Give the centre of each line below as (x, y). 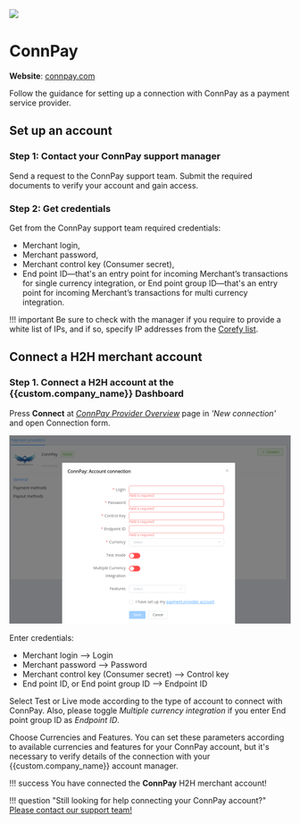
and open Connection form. (60, 423)
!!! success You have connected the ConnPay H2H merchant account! (138, 783)
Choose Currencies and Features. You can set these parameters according (147, 737)
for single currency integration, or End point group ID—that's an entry (150, 283)
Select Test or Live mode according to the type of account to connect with (146, 701)
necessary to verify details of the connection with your (110, 756)
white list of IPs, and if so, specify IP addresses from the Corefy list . (134, 329)
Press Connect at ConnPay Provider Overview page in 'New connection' (143, 413)
